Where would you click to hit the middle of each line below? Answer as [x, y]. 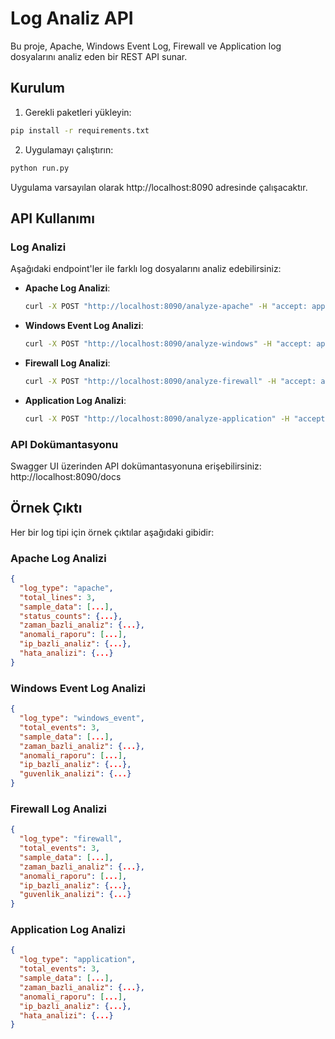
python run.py [40, 168]
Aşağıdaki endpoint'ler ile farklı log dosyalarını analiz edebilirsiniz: [146, 269]
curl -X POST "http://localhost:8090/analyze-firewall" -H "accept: [170, 381]
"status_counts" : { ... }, [71, 616]
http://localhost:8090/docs [66, 476]
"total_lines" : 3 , [58, 597]
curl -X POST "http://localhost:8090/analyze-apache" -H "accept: [166, 307]
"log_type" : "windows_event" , [82, 718]
